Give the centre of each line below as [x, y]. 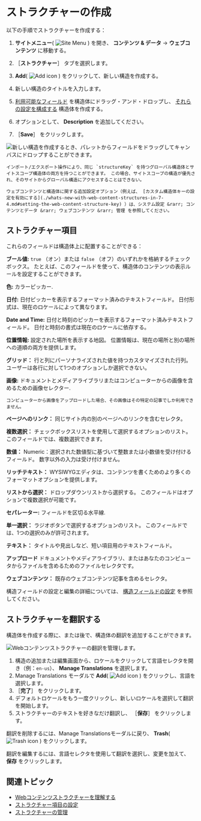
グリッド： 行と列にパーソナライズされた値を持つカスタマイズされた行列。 [99, 360]
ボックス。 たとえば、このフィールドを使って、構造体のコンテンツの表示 [96, 266]
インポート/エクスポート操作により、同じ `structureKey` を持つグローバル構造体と [98, 167]
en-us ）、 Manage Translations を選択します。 [93, 668]
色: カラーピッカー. [30, 286]
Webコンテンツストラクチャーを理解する [65, 797]
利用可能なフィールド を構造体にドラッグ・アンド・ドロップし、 [94, 101]
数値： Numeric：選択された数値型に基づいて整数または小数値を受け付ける [99, 451]
